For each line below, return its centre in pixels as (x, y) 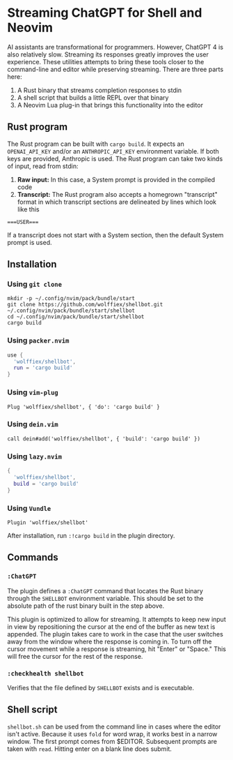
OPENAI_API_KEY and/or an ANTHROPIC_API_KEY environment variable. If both (113, 151)
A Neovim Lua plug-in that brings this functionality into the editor (110, 105)
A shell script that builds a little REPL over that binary (93, 97)
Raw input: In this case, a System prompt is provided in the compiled (116, 179)
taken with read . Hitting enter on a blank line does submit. (90, 749)
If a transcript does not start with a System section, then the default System (115, 234)
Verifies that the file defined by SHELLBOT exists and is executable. (101, 687)
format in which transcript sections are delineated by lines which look (117, 202)
